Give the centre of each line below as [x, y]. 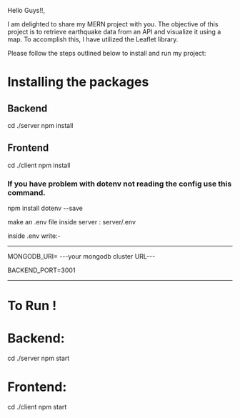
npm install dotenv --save [45, 208]
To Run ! [32, 306]
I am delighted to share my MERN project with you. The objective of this [113, 24]
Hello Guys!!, [26, 10]
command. [26, 192]
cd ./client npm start [37, 407]
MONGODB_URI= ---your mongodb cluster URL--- [81, 257]
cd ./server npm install [40, 125]
